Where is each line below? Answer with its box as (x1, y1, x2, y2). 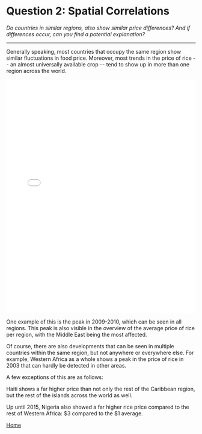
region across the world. (6, 67, 67, 74)
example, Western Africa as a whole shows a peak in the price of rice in (6, 355, 184, 363)
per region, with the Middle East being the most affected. (6, 331, 147, 338)
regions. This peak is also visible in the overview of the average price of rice (6, 324, 195, 331)
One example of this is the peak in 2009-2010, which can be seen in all (6, 318, 182, 325)
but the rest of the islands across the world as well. (6, 391, 133, 399)
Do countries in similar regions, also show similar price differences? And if (6, 24, 191, 31)
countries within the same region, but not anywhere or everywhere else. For (6, 349, 194, 356)
